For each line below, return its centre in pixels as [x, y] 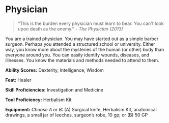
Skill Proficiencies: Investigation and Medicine [54, 89]
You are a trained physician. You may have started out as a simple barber [82, 39]
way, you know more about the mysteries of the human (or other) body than [85, 49]
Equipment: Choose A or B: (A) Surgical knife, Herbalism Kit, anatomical [81, 109]
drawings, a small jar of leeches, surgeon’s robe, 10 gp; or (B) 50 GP [77, 115]
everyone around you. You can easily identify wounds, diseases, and [77, 55]
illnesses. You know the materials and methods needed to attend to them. [82, 60]
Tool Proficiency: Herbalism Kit [38, 100]
